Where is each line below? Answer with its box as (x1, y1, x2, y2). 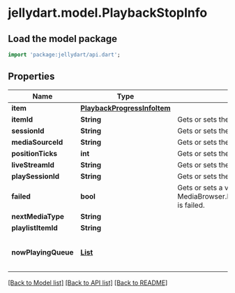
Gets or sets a (177, 183, 223, 192)
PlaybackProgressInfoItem (80, 103, 171, 113)
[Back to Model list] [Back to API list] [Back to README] (8, 278, 168, 287)
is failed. (177, 200, 205, 210)
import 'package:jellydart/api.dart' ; (8, 51, 121, 58)
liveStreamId (11, 159, 55, 169)
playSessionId (11, 171, 60, 181)
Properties (8, 71, 55, 83)
